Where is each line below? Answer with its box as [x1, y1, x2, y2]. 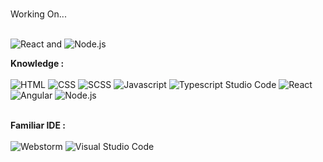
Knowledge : [10, 57, 65, 69]
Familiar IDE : [10, 119, 66, 131]
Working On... [10, 8, 67, 20]
